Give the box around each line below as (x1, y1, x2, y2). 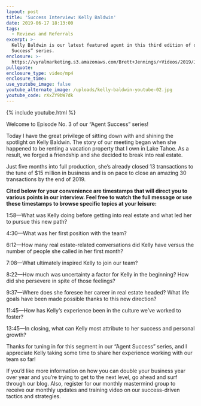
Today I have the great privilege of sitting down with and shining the (6, 132, 173, 139)
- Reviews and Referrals (11, 31, 74, 37)
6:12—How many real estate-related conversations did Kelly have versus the (6, 241, 194, 248)
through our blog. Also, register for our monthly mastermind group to (6, 380, 176, 387)
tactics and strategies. (6, 392, 61, 399)
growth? (6, 331, 27, 338)
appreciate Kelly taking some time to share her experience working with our (6, 349, 193, 356)
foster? (6, 313, 24, 320)
